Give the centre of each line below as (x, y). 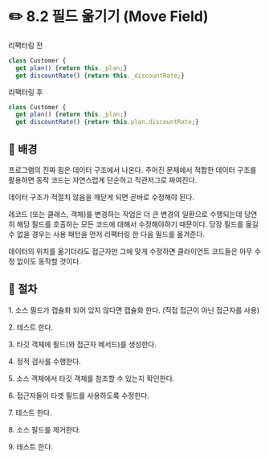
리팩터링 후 (26, 92)
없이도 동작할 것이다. (49, 261)
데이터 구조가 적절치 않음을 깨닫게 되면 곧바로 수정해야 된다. (102, 197)
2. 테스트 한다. (31, 327)
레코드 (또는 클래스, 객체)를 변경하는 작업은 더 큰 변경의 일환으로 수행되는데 (125, 214)
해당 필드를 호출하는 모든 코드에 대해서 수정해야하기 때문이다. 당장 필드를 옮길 (138, 224)
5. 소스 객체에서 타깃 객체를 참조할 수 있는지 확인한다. (92, 378)
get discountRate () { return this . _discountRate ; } (100, 76)
